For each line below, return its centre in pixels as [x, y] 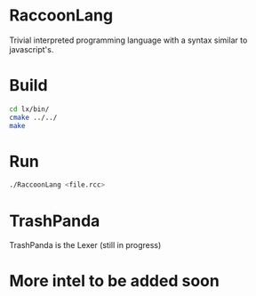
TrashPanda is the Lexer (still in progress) [85, 245]
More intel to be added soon [114, 281]
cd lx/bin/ [29, 109]
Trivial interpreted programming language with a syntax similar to [128, 40]
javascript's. [32, 49]
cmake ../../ [33, 117]
